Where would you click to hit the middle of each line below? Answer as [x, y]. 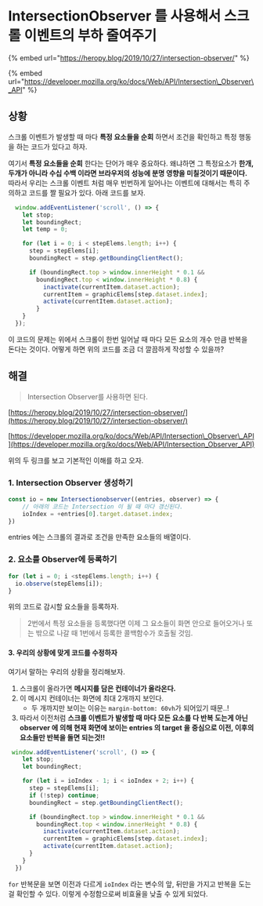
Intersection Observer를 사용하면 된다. [88, 396]
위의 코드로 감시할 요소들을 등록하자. [63, 607]
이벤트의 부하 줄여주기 [90, 36]
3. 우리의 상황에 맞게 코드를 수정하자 [63, 653]
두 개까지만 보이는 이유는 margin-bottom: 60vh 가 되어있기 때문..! [130, 708]
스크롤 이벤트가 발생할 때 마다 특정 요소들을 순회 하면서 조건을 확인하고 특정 [122, 136]
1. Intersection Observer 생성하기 [70, 482]
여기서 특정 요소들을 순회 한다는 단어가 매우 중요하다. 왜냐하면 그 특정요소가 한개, [131, 163]
